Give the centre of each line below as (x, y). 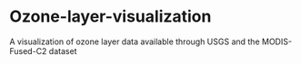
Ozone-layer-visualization (110, 17)
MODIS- (277, 41)
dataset (63, 50)
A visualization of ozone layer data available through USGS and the (135, 41)
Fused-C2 (28, 50)
